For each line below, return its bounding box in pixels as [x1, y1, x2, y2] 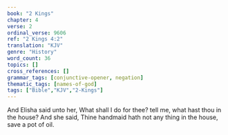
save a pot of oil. [7, 121, 55, 129]
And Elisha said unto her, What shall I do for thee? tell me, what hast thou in [7, 106, 222, 114]
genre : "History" [7, 49, 57, 56]
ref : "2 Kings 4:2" [7, 36, 64, 43]
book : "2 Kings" [7, 10, 54, 17]
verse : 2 [7, 23, 32, 30]
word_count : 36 [7, 55, 51, 62]
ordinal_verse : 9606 [7, 29, 67, 37]
